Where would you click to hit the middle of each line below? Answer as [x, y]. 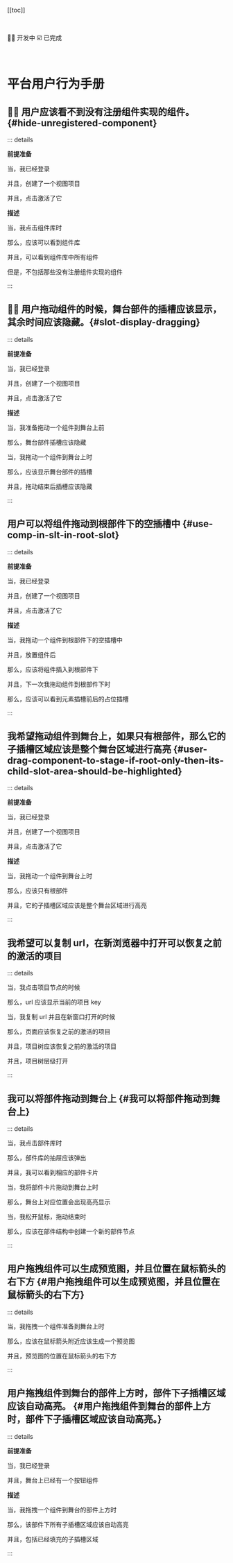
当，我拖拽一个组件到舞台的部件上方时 [62, 1510]
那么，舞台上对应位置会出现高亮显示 [59, 1202]
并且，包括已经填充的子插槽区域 [53, 1539]
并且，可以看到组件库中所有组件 [53, 257]
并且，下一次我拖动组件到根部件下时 [59, 684]
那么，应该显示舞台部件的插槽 [50, 472]
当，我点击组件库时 [35, 228]
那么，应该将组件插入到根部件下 [53, 669]
